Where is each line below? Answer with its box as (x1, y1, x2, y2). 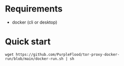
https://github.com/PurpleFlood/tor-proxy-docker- (15, 52, 120, 57)
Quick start (5, 36, 51, 47)
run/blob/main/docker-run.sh (5, 56, 64, 61)
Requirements (5, 3, 63, 14)
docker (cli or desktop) (12, 19, 57, 25)
